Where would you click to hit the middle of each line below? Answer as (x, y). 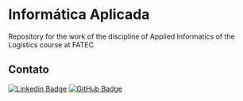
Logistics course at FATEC (51, 44)
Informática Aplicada (79, 15)
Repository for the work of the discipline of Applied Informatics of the (122, 36)
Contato (29, 70)
